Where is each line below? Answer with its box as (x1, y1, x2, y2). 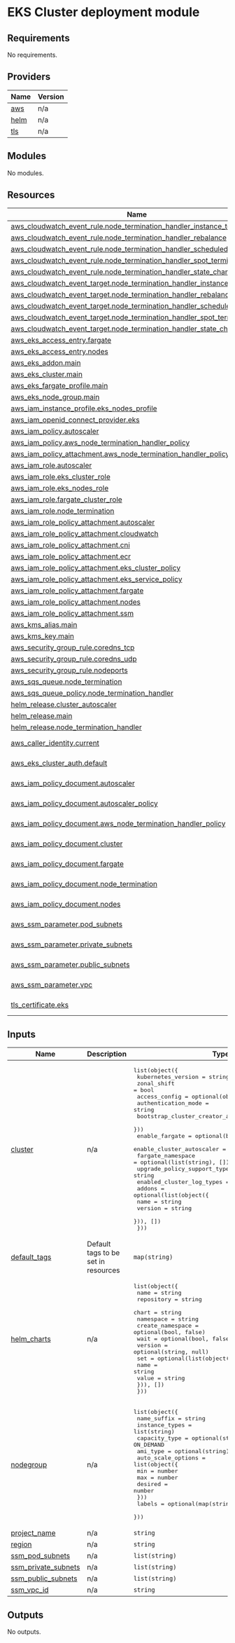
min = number (136, 1467, 178, 1475)
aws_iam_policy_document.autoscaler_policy (10, 799, 159, 809)
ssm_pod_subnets (10, 1551, 71, 1561)
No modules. (7, 169, 44, 177)
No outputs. (7, 1628, 41, 1636)
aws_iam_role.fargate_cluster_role (10, 495, 122, 504)
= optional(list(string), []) (133, 1159, 229, 1167)
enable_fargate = (136, 1132, 192, 1140)
